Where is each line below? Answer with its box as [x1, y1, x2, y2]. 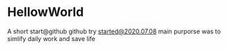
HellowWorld [7, 4, 84, 20]
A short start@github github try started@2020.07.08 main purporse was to [7, 27, 221, 35]
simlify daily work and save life [7, 34, 96, 42]
